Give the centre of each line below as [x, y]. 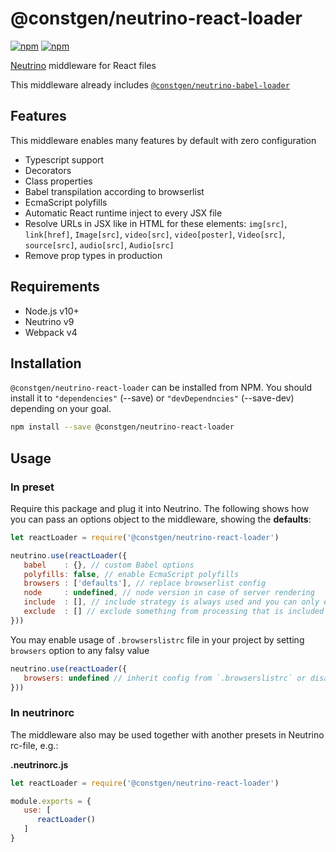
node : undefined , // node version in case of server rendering [169, 593]
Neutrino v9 [49, 321]
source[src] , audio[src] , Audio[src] [99, 244]
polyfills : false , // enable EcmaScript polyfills [131, 574]
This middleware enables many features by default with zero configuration [163, 140]
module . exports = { [51, 801]
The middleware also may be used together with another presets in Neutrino [167, 734]
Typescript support [64, 159]
